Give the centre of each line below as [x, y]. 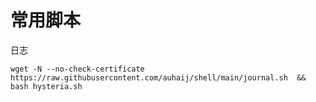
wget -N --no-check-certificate [77, 69]
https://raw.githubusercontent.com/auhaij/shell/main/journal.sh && [158, 77]
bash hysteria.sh [46, 86]
